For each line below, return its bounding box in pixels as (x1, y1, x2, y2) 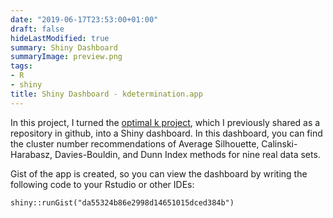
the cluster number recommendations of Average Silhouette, (10, 137, 260, 150)
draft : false (10, 24, 65, 34)
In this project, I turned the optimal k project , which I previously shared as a (10, 116, 321, 128)
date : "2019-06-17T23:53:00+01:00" (10, 14, 159, 25)
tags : (10, 61, 33, 71)
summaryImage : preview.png (10, 52, 123, 62)
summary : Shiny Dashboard (10, 42, 118, 53)
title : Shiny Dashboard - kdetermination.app (10, 89, 203, 99)
